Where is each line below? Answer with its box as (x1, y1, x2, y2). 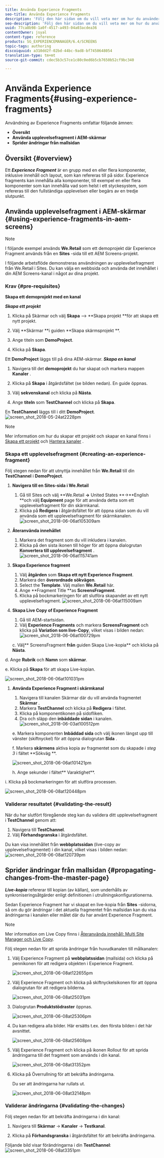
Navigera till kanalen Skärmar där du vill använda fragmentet (19, 695, 142, 701)
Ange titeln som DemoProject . (12, 337, 73, 343)
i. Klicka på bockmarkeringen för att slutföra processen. (5, 779, 117, 785)
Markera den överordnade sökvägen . (19, 577, 96, 583)
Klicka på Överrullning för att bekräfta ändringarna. (12, 1071, 115, 1077)
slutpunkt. (5, 193, 25, 199)
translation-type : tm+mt (5, 53, 56, 58)
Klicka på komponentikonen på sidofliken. (19, 710, 103, 717)
